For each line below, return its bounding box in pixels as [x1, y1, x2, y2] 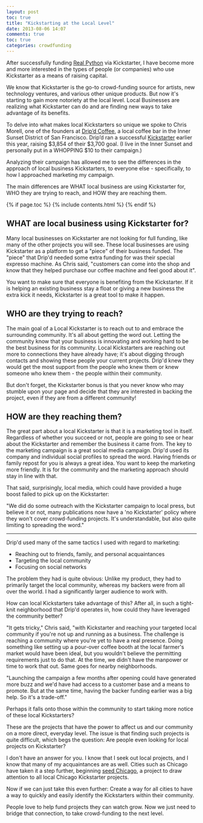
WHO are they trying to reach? [6, 309, 123, 319]
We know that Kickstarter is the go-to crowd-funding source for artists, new [6, 83, 195, 91]
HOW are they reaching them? [6, 411, 123, 421]
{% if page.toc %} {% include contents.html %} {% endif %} [6, 200, 156, 208]
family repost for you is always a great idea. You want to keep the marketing [6, 460, 195, 467]
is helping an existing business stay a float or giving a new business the [6, 284, 184, 292]
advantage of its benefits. [6, 109, 70, 117]
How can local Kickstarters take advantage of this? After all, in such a [6, 600, 179, 607]
